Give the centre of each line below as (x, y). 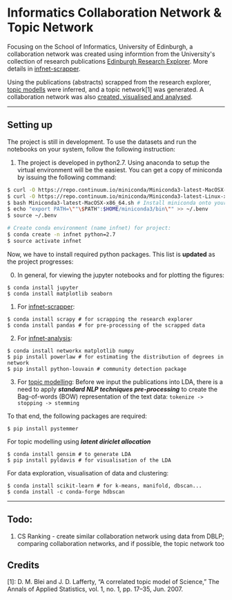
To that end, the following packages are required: (77, 416)
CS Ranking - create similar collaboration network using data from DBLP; (120, 536)
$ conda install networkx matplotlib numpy (71, 351)
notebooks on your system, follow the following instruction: (91, 149)
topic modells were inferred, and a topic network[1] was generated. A (106, 89)
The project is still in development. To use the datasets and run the (102, 142)
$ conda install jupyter (43, 288)
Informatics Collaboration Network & (115, 13)
